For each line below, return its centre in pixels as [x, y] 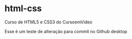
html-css [23, 9]
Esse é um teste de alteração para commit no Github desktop [66, 31]
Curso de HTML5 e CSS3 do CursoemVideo [48, 22]
